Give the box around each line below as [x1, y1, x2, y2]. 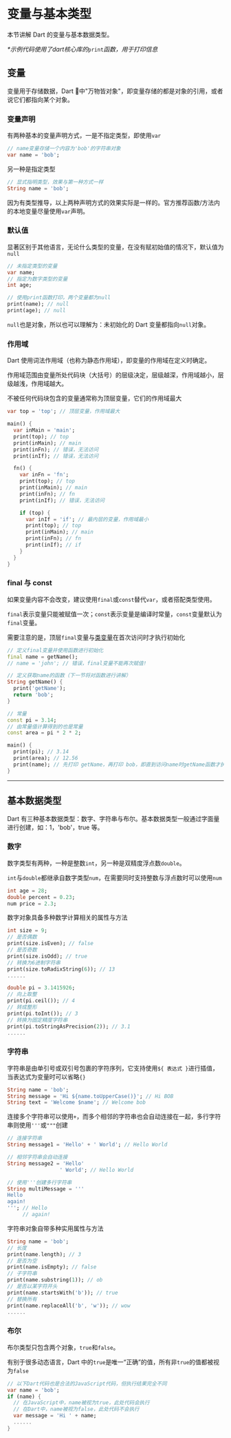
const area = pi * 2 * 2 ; [7, 729, 81, 736]
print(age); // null [7, 307, 67, 314]
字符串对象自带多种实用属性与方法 [7, 1224, 104, 1233]
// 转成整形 [7, 1004, 38, 1011]
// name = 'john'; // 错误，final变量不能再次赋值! [7, 660, 147, 667]
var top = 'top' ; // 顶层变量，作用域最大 [7, 408, 120, 415]
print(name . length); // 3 [7, 1250, 81, 1258]
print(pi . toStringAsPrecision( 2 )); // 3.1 [7, 1023, 131, 1030]
